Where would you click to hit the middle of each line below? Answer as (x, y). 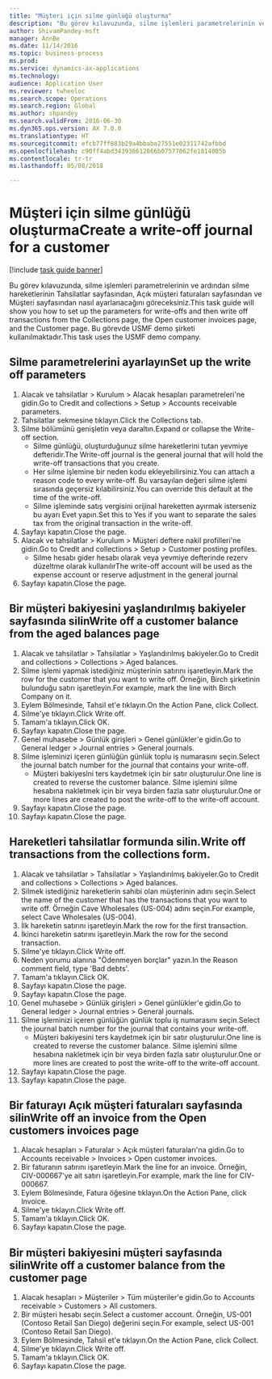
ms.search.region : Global (52, 106)
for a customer (60, 248)
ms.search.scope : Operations (58, 99)
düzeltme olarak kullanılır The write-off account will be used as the (142, 565)
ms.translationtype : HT (49, 136)
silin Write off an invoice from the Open (108, 1118)
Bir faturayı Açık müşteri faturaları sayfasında (126, 1105)
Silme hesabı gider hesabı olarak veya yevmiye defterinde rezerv (140, 557)
